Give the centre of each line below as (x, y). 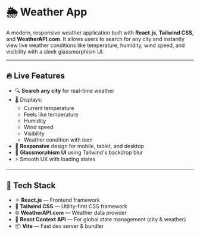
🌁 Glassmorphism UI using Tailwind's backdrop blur (79, 152)
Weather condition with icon (58, 140)
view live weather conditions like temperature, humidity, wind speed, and (96, 45)
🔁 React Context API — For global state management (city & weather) (100, 219)
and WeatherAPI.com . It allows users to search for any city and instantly (95, 39)
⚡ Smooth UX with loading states (55, 159)
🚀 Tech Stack (31, 186)
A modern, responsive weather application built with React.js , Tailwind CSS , (100, 32)
